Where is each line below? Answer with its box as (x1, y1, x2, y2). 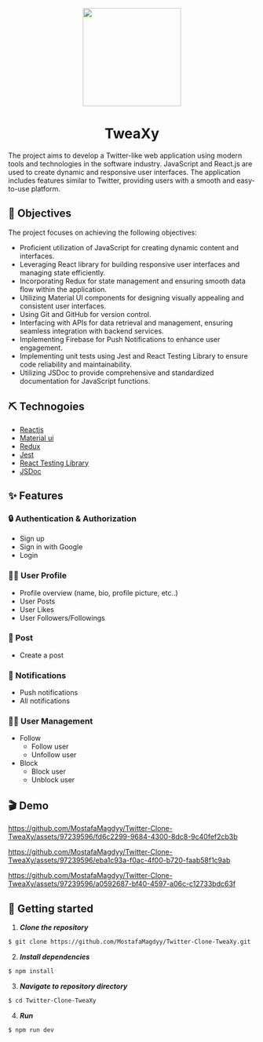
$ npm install (8, 967, 55, 975)
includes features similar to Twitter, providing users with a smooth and (8, 176, 236, 185)
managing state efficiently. (19, 268, 106, 277)
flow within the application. (19, 284, 108, 293)
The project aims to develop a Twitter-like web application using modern (8, 151, 243, 160)
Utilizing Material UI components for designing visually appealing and (19, 293, 245, 302)
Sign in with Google (19, 542, 83, 552)
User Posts (19, 596, 56, 606)
